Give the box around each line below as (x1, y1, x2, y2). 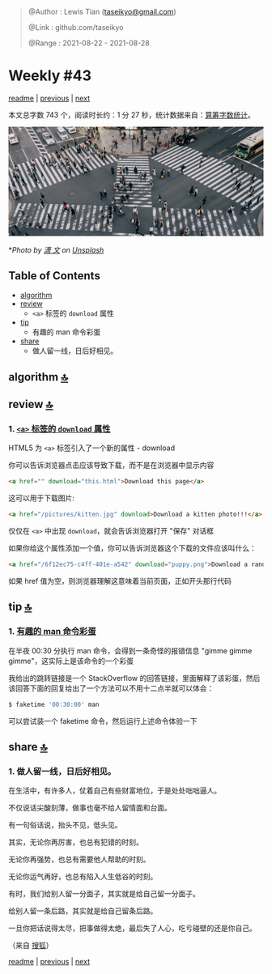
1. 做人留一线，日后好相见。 (8, 765, 117, 776)
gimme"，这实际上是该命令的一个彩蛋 (8, 656, 134, 666)
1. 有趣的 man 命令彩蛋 (8, 626, 96, 637)
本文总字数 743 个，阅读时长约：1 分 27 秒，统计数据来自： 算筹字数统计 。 (8, 109, 255, 120)
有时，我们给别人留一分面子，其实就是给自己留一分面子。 (8, 889, 200, 899)
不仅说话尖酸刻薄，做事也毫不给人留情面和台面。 (8, 803, 172, 813)
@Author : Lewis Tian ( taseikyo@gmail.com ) (28, 7, 176, 16)
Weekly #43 (8, 66, 91, 85)
